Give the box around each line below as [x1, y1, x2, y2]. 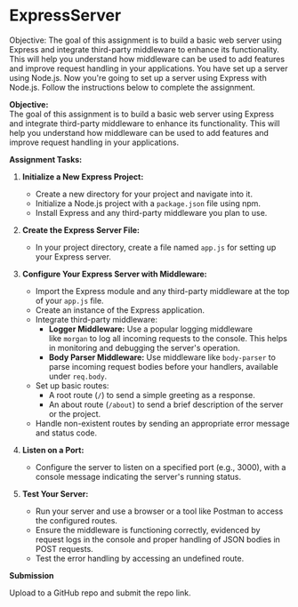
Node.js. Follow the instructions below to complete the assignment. [9, 82, 255, 92]
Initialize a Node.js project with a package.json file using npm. [35, 197, 261, 209]
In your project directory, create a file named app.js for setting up [35, 242, 277, 252]
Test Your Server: [21, 488, 89, 499]
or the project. [48, 408, 101, 419]
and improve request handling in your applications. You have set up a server [9, 63, 288, 74]
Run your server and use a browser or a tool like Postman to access [35, 506, 284, 516]
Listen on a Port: [21, 444, 85, 455]
